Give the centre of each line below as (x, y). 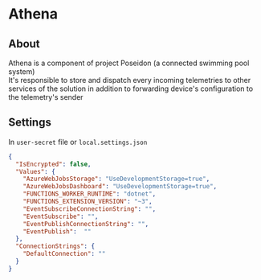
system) (22, 72)
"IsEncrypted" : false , (53, 164)
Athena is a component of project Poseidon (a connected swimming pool (129, 63)
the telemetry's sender (46, 97)
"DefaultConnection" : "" (64, 254)
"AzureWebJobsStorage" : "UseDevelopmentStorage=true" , (116, 179)
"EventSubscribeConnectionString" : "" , (90, 209)
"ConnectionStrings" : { (55, 246)
